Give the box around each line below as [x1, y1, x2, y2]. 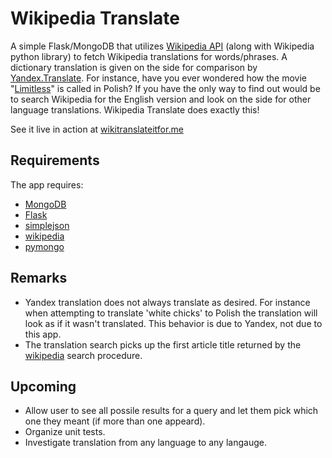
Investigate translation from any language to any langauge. [24, 437, 267, 449]
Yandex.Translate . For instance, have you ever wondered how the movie [10, 72, 307, 84]
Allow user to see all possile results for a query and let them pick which [24, 405, 319, 417]
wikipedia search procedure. [24, 349, 143, 361]
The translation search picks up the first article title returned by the [24, 338, 302, 351]
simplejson [24, 219, 70, 231]
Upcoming [10, 378, 77, 395]
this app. [24, 328, 62, 340]
